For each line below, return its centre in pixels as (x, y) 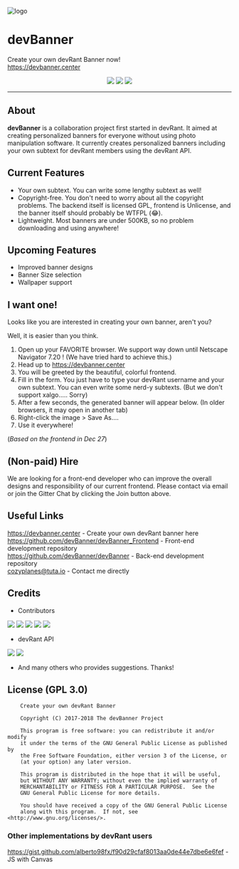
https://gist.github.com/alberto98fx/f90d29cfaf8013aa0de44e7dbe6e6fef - (118, 851)
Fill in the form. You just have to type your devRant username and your (121, 380)
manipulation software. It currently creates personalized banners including (116, 143)
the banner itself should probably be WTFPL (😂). (90, 213)
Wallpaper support (45, 283)
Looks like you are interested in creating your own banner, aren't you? (110, 322)
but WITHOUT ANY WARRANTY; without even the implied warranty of (119, 781)
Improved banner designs (55, 268)
